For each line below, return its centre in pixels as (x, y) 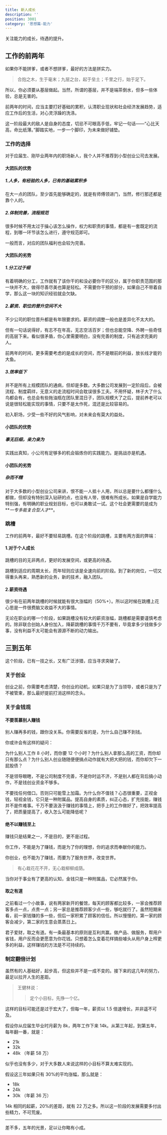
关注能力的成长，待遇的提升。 (36, 38)
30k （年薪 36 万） (32, 1096)
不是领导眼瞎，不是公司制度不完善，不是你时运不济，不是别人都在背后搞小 (81, 776)
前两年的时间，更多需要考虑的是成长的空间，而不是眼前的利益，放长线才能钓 (83, 353)
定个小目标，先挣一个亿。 (56, 998)
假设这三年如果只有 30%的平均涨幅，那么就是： (54, 1074)
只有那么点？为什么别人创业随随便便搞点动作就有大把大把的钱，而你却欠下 (81, 759)
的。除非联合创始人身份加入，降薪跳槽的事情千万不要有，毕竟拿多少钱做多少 (83, 625)
